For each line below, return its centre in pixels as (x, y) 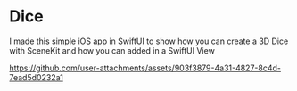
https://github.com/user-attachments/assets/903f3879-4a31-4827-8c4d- (145, 68)
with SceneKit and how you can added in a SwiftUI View (112, 50)
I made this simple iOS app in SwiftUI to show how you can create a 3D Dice (149, 41)
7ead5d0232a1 (37, 77)
